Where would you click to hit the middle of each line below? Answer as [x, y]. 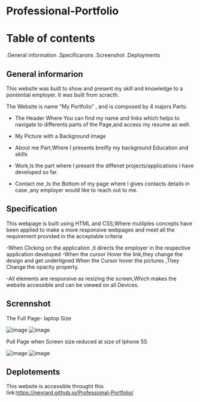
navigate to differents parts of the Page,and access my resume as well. [102, 124]
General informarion [45, 74]
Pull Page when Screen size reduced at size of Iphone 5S [77, 341]
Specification [32, 209]
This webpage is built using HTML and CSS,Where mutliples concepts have [99, 223]
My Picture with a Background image [60, 136]
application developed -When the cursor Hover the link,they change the [95, 254]
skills [21, 154]
